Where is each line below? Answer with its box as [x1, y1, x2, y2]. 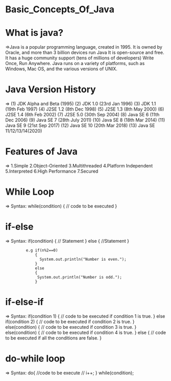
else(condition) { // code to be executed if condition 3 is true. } [5, 324, 137, 330]
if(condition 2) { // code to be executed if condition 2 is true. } [5, 319, 135, 325]
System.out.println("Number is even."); [39, 257, 127, 262]
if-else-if [5, 296, 44, 308]
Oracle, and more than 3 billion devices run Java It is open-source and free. [5, 50, 164, 56]
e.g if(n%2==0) [26, 247, 58, 253]
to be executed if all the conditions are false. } [5, 334, 102, 341]
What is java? [5, 27, 64, 39]
